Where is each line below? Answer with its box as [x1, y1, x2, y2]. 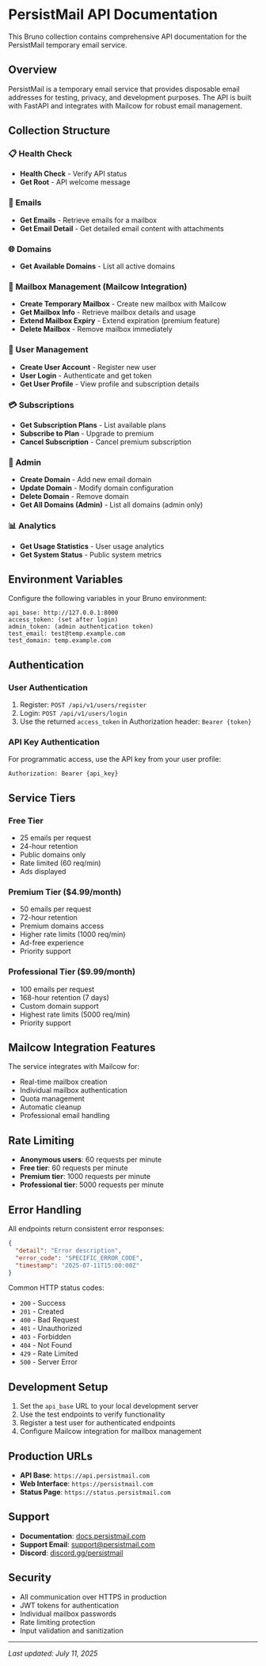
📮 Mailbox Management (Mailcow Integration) [8, 281, 188, 292]
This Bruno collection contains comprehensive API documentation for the [8, 32, 247, 41]
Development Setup [8, 1380, 108, 1394]
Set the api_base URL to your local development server [19, 1402, 199, 1411]
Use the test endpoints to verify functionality [19, 1409, 165, 1419]
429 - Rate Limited [19, 1348, 79, 1359]
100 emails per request [19, 984, 95, 994]
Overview [8, 63, 58, 77]
